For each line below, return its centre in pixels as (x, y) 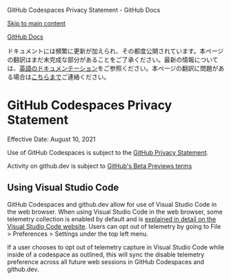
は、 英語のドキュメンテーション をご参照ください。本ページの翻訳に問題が (113, 68)
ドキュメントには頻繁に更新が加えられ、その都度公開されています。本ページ (115, 51)
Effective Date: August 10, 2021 (51, 139)
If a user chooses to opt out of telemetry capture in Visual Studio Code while (116, 247)
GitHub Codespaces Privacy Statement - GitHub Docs (84, 10)
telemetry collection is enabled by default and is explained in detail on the (112, 219)
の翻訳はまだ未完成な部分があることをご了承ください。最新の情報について (113, 59)
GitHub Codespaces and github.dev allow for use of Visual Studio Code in (112, 204)
